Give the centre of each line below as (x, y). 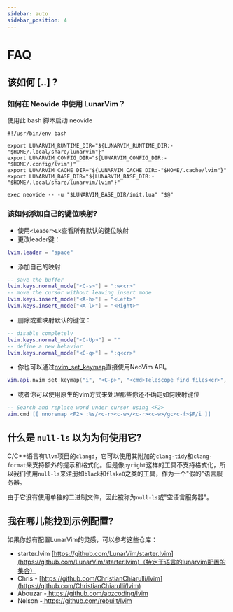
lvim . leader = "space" (40, 252)
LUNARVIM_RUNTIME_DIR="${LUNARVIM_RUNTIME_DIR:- (101, 146)
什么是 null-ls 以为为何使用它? (75, 438)
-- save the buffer (36, 280)
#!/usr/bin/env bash (37, 134)
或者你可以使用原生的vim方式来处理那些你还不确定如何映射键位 (108, 394)
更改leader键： (39, 239)
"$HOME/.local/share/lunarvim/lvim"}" (64, 183)
